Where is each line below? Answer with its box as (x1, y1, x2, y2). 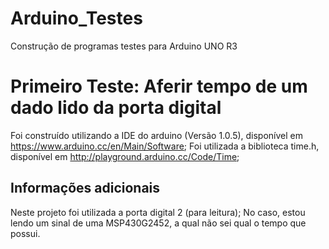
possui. (10, 227, 41, 239)
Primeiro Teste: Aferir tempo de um (10, 75, 308, 98)
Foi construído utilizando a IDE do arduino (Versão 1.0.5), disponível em (10, 129, 304, 141)
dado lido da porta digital (10, 97, 222, 119)
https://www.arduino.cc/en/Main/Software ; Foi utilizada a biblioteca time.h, (10, 140, 320, 152)
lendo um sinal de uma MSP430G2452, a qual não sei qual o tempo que (10, 217, 307, 229)
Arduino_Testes (10, 7, 143, 30)
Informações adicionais (10, 180, 161, 197)
